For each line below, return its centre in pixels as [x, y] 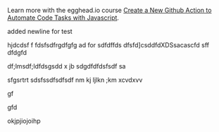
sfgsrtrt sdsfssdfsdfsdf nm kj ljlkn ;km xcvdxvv [75, 80]
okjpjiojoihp [24, 121]
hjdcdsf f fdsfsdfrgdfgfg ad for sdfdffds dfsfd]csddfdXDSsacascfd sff [108, 45]
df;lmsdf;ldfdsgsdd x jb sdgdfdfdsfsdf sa [67, 66]
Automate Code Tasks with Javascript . [63, 18]
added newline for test [40, 31]
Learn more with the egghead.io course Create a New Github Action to [109, 10]
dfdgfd [17, 53]
